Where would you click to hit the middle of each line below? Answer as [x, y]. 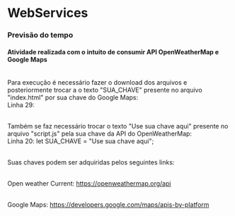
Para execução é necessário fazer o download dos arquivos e [97, 83]
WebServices [48, 13]
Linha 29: [21, 105]
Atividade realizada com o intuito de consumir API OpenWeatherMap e [113, 52]
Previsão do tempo [40, 35]
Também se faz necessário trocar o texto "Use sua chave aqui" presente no [118, 126]
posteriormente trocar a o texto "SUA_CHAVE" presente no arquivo [105, 90]
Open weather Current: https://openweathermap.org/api [89, 184]
